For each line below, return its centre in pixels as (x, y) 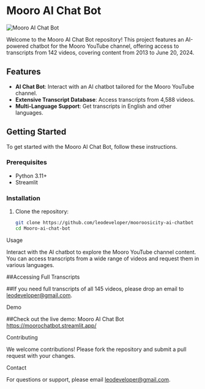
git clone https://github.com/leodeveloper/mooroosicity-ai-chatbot (104, 223)
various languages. (30, 265)
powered (17, 46)
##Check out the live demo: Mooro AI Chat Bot (65, 319)
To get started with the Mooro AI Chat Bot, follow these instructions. (92, 146)
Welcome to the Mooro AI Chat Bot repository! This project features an (95, 39)
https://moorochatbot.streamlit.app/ (51, 325)
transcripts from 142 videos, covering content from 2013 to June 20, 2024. (100, 52)
